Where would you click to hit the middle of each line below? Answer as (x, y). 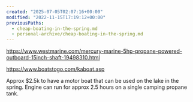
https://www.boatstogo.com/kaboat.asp (55, 69)
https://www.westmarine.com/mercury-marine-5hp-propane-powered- (94, 51)
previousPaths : (25, 23)
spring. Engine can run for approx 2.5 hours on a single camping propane (97, 87)
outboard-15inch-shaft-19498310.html (53, 58)
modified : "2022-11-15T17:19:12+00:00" (56, 17)
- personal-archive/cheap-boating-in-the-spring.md (78, 34)
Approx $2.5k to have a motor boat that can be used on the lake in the (93, 81)
